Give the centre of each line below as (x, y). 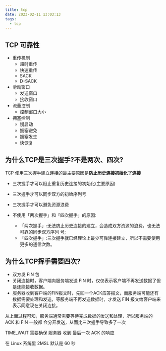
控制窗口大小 (33, 112)
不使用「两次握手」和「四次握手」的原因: (54, 215)
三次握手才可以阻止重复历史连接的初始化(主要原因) (64, 183)
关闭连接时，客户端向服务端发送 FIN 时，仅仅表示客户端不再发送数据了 (84, 281)
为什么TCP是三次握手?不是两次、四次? (64, 160)
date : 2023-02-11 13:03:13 (33, 14)
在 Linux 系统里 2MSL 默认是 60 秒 (40, 343)
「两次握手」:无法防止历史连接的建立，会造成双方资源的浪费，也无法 (90, 225)
